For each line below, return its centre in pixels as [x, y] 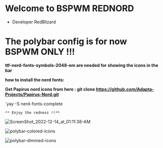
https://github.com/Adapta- [125, 89]
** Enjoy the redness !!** [32, 113]
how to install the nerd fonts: [35, 80]
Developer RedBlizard [34, 22]
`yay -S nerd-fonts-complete [34, 104]
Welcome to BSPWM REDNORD [70, 8]
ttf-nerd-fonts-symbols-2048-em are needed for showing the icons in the [82, 65]
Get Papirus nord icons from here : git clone [50, 89]
